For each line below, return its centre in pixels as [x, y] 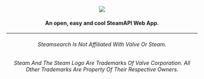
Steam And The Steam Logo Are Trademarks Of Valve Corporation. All [102, 63]
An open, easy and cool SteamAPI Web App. [102, 23]
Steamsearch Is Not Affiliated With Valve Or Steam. [102, 44]
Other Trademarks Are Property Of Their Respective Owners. [102, 69]
